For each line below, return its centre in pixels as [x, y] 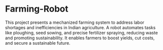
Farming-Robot [37, 9]
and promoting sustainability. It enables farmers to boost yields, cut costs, [80, 38]
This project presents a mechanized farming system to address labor [75, 22]
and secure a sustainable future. [38, 43]
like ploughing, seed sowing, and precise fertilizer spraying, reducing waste [81, 33]
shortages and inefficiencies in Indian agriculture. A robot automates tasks [80, 27]
